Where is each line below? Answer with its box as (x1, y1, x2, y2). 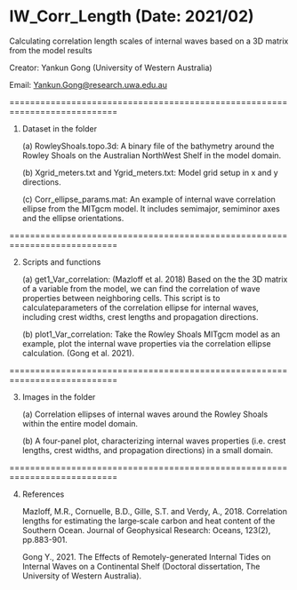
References (21, 489, 65, 499)
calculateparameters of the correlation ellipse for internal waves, (21, 302, 260, 313)
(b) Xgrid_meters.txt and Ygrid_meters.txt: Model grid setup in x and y (21, 167, 278, 178)
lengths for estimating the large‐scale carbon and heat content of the (21, 515, 276, 526)
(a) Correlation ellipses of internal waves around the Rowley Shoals (21, 409, 269, 419)
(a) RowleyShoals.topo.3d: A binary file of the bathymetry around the (21, 140, 275, 151)
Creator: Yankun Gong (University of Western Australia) (9, 62, 213, 73)
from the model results (9, 44, 92, 55)
